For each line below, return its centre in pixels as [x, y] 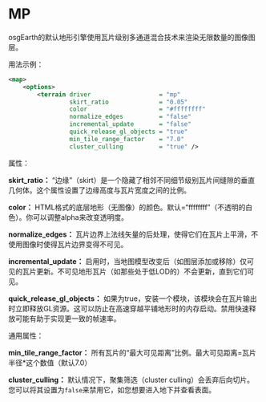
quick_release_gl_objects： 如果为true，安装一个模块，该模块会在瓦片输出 [133, 298]
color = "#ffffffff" [137, 109]
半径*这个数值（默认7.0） [50, 363]
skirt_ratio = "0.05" [129, 102]
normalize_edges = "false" [131, 117]
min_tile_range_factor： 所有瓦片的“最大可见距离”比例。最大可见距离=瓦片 [132, 352]
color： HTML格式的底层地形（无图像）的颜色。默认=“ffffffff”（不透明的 [127, 207]
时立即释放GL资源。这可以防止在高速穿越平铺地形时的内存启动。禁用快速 [129, 308]
